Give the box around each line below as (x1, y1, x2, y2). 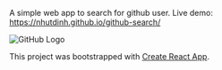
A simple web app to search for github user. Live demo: (9, 8, 213, 18)
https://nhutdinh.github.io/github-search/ (9, 17, 161, 27)
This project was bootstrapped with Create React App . (9, 51, 210, 61)
